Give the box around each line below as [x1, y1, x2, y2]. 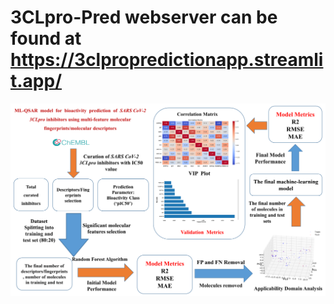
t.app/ [10, 70, 63, 93]
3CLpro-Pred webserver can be [10, 6, 278, 29]
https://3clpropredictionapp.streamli [10, 49, 324, 71]
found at [10, 27, 82, 50]
